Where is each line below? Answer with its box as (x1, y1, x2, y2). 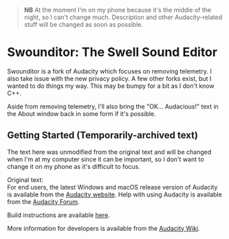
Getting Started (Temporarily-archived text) (7, 130, 198, 141)
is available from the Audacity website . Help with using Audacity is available (7, 190, 222, 198)
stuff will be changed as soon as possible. (23, 21, 143, 28)
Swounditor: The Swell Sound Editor (7, 45, 218, 60)
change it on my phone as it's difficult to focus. (7, 162, 140, 170)
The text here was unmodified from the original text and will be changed (7, 148, 212, 156)
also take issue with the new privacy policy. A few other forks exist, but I (7, 74, 212, 82)
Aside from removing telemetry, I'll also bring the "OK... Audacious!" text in (7, 102, 219, 111)
